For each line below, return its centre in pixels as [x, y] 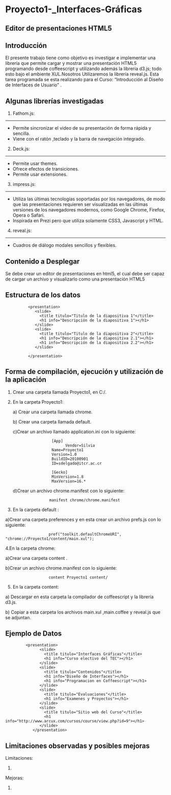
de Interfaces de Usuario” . [34, 85]
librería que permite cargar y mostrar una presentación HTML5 [71, 63]
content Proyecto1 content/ [78, 577]
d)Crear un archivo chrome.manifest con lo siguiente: [68, 490]
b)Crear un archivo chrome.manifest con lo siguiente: [61, 568]
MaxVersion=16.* [69, 481]
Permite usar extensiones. [40, 174]
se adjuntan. [18, 617]
